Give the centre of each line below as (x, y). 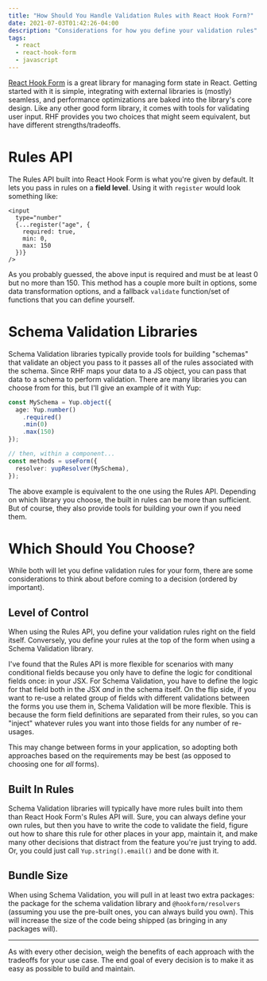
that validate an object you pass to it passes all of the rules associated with (131, 362)
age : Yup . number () (46, 410)
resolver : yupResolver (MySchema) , (72, 468)
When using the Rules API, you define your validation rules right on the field (132, 632)
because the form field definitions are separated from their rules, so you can (133, 715)
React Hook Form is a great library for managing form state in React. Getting (133, 82)
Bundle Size (39, 875)
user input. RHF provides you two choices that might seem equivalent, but (129, 116)
